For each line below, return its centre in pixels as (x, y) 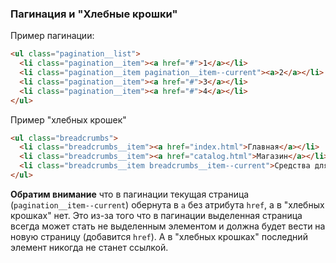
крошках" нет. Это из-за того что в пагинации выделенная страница (156, 215)
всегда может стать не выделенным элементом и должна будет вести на (168, 226)
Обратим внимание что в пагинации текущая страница (130, 194)
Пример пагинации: (52, 36)
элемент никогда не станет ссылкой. (89, 247)
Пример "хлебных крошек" (68, 119)
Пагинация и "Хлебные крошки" (94, 14)
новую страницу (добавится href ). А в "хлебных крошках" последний (159, 236)
